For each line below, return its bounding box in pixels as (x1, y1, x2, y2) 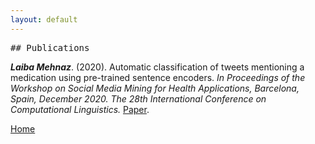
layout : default (10, 14, 78, 25)
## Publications (10, 42, 90, 53)
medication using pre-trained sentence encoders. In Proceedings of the (10, 71, 306, 83)
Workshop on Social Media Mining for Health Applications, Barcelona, (10, 82, 300, 94)
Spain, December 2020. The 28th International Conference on (10, 92, 267, 105)
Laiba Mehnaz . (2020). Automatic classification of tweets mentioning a (10, 61, 305, 73)
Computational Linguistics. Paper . (10, 103, 150, 115)
